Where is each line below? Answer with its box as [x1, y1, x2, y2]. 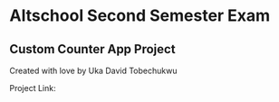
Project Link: [9, 83, 56, 93]
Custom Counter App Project [9, 42, 176, 57]
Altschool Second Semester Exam [9, 5, 271, 26]
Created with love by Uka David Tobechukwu [9, 65, 178, 76]
